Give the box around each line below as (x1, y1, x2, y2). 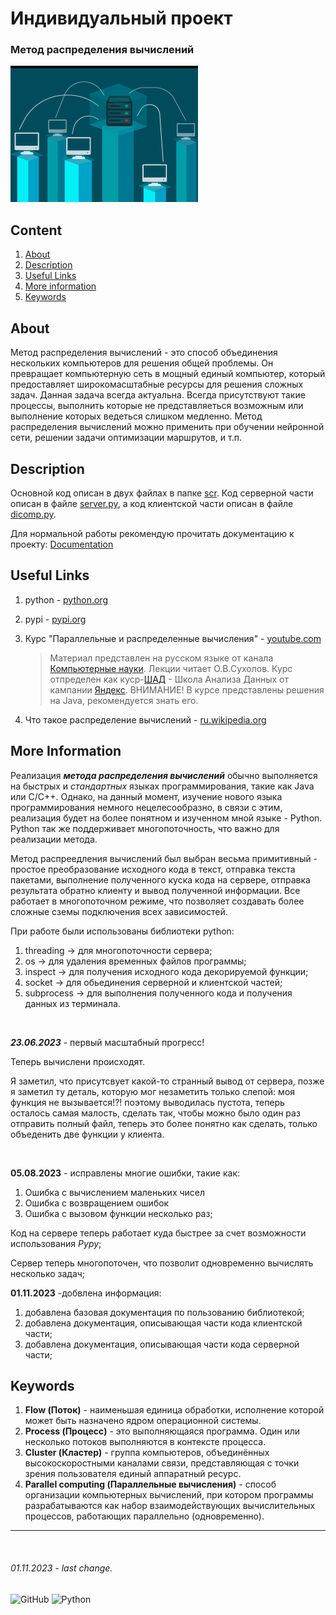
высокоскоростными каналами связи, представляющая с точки (24, 1457, 300, 1469)
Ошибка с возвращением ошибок (24, 1197, 170, 1209)
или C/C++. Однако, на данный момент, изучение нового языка (10, 790, 283, 802)
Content (10, 222, 63, 239)
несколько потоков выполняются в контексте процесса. (24, 1436, 267, 1448)
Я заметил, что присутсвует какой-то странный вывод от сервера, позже (10, 1075, 325, 1087)
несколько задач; (10, 1267, 86, 1279)
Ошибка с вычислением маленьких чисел (24, 1186, 206, 1198)
